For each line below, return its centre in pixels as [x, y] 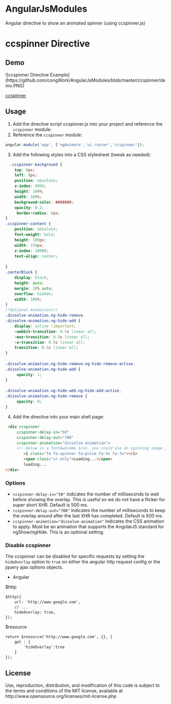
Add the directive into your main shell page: [58, 416]
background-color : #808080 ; [44, 202]
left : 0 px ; [26, 175]
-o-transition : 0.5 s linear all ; [50, 342]
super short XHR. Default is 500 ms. [50, 505]
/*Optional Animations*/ [32, 310]
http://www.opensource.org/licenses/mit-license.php [61, 696]
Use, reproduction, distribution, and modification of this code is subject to [83, 686]
